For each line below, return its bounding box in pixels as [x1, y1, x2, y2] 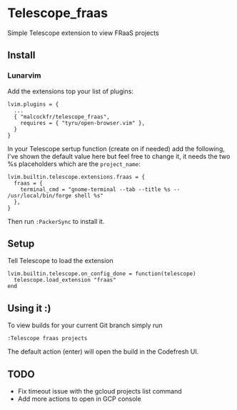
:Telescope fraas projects [7, 335, 88, 342]
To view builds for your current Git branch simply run [7, 321, 163, 329]
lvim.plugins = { [7, 101, 59, 108]
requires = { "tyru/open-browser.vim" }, [20, 119, 145, 126]
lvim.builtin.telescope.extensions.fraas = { [7, 173, 145, 180]
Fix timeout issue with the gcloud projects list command [17, 387, 182, 396]
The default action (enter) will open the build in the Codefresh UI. [7, 347, 199, 356]
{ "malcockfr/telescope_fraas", [14, 113, 111, 121]
